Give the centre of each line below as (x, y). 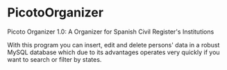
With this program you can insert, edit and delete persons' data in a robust (113, 45)
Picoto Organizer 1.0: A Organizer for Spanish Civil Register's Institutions (111, 32)
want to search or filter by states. (54, 59)
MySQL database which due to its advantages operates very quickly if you (113, 52)
